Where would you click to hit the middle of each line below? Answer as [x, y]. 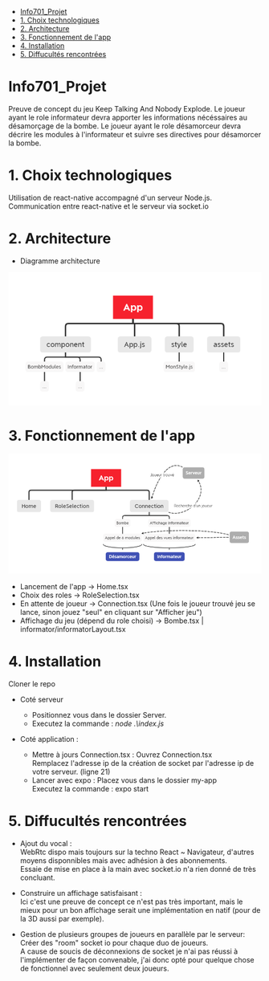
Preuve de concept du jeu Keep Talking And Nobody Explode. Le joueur [127, 108]
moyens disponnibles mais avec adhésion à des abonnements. [123, 861]
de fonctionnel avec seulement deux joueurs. [95, 969]
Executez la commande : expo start [90, 789]
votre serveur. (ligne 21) [71, 772]
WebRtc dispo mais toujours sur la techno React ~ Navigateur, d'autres [137, 852]
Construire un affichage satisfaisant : [81, 893]
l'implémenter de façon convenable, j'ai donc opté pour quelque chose [137, 960]
